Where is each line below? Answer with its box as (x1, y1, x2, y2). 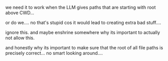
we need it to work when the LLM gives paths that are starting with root (5, 5, 156, 10)
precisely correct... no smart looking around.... (5, 50, 103, 56)
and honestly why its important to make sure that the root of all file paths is (5, 45, 163, 50)
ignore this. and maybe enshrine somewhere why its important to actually (5, 29, 160, 35)
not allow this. (5, 35, 35, 41)
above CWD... (5, 10, 34, 16)
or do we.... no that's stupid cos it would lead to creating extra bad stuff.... (5, 20, 161, 25)
